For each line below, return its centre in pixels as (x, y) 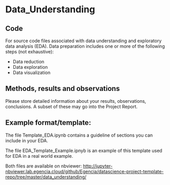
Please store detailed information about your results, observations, (76, 101)
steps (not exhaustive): (30, 52)
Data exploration (30, 67)
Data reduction (29, 62)
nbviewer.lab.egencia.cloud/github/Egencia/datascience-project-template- (84, 171)
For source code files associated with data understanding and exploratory (83, 41)
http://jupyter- (98, 166)
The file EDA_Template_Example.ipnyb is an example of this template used (84, 151)
